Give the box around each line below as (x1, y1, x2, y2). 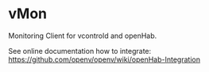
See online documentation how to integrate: (8, 46, 152, 55)
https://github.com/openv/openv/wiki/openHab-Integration (8, 55, 201, 64)
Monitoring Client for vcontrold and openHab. (8, 31, 157, 40)
